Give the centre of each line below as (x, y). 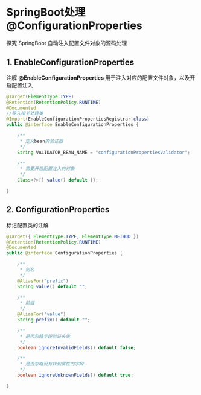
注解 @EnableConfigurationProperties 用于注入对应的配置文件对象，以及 (98, 77)
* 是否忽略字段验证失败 (45, 336)
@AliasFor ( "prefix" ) (43, 281)
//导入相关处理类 (25, 113)
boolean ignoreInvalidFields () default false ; (77, 347)
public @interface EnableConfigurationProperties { (72, 125)
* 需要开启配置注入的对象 (47, 169)
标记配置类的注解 (27, 225)
